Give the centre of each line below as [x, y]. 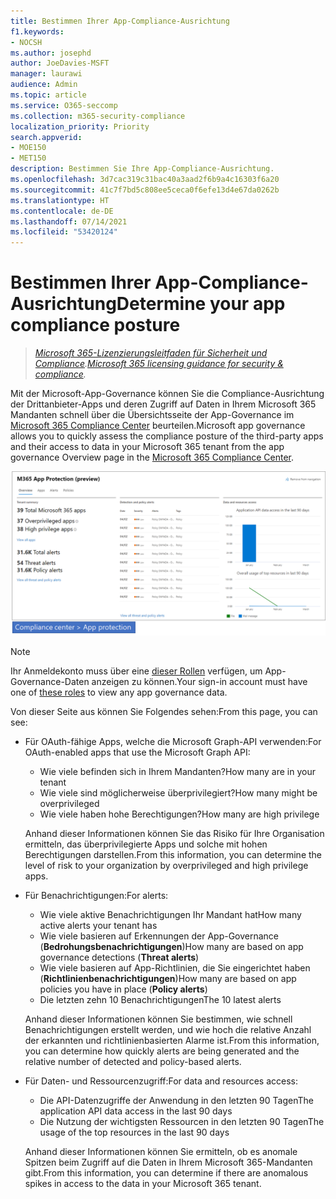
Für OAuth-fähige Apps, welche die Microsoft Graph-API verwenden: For [173, 741]
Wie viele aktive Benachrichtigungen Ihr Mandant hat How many [170, 914]
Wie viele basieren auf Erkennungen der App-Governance [159, 936]
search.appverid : [46, 137]
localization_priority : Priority [80, 126]
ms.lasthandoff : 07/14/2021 [69, 221]
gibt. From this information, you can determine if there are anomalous [166, 1172]
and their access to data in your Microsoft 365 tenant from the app [147, 447]
